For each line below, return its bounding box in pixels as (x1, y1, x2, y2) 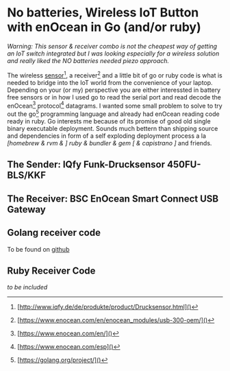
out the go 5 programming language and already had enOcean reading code (7, 108, 220, 118)
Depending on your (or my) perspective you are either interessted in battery (7, 86, 221, 94)
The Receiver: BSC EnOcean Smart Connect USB (7, 193, 219, 204)
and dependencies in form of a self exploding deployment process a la (7, 132, 207, 140)
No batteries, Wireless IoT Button (7, 5, 199, 21)
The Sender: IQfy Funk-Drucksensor (7, 159, 166, 171)
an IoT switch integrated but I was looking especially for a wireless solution (7, 49, 220, 58)
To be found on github (7, 245, 70, 253)
